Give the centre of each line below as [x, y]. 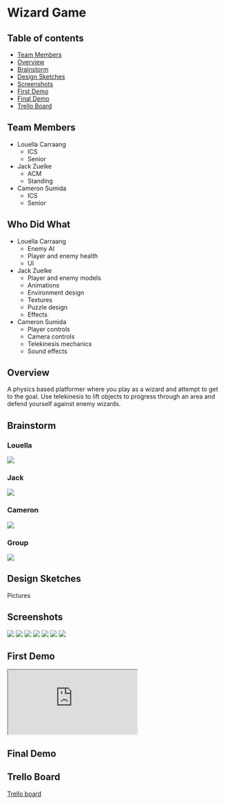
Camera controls [51, 336]
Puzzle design [47, 307]
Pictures [19, 595]
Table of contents [45, 38]
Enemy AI [41, 248]
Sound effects [47, 351]
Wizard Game [47, 13]
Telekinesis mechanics [60, 343]
